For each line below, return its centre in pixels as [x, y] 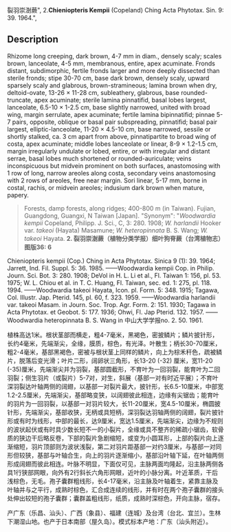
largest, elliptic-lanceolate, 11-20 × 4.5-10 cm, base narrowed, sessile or [109, 129]
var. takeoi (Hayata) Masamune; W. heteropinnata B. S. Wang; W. [116, 230]
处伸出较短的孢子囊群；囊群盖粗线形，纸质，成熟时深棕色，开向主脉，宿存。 [115, 498]
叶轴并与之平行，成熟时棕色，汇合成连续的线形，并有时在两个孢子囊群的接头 [115, 489]
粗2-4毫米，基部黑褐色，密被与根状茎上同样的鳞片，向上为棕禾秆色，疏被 [112, 352]
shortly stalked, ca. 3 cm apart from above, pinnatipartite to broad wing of [112, 136]
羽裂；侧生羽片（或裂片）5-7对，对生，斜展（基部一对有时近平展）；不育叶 [113, 378]
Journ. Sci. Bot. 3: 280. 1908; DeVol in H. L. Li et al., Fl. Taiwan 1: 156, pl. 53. [114, 275]
